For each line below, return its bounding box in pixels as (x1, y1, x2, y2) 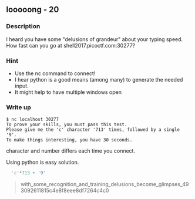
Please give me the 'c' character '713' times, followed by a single (6, 127, 180, 133)
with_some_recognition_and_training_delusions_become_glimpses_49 (20, 181, 189, 188)
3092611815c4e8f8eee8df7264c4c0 (20, 187, 109, 194)
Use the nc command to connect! (14, 70, 96, 77)
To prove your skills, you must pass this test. (6, 122, 127, 128)
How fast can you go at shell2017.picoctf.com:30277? (6, 42, 136, 49)
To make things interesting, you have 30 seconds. (6, 137, 133, 143)
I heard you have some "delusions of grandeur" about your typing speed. (6, 35, 183, 43)
